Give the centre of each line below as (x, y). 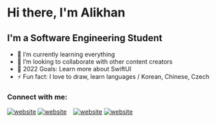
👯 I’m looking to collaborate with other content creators (95, 62)
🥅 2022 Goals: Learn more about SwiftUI (74, 69)
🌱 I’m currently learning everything (66, 54)
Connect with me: (37, 97)
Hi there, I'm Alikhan (66, 13)
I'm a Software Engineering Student (85, 38)
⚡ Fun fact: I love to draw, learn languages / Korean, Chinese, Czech (113, 76)
